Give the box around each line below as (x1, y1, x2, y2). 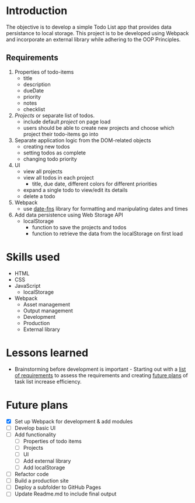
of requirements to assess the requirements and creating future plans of (14, 371, 188, 378)
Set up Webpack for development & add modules (14, 418, 133, 425)
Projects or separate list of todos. (14, 112, 95, 119)
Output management (23, 307, 73, 314)
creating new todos (23, 143, 70, 150)
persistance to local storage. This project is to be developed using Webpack (6, 29, 189, 36)
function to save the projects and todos (32, 223, 127, 230)
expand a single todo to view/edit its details (23, 186, 128, 194)
